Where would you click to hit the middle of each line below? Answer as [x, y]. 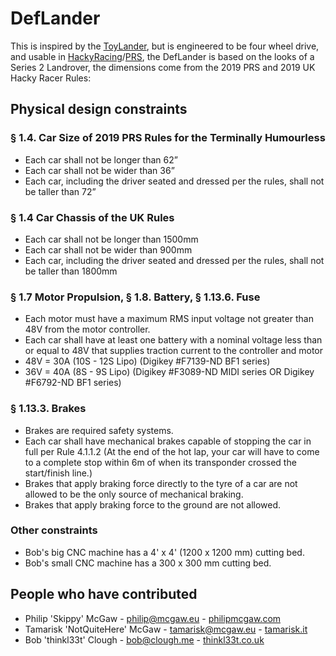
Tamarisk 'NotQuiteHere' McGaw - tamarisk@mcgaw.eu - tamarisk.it [166, 629]
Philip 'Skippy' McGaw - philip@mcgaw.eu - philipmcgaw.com [153, 618]
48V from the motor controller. [87, 329]
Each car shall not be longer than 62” [101, 159]
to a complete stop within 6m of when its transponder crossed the [160, 462]
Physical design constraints [99, 109]
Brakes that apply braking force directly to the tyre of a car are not [161, 483]
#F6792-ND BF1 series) [73, 383]
